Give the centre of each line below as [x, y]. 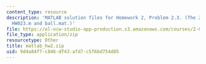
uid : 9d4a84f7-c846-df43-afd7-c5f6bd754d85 [63, 52]
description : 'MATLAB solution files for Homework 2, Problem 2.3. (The [101, 18]
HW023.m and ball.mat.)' [44, 23]
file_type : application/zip [42, 35]
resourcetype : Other [33, 40]
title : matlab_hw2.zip [35, 46]
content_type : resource [37, 12]
